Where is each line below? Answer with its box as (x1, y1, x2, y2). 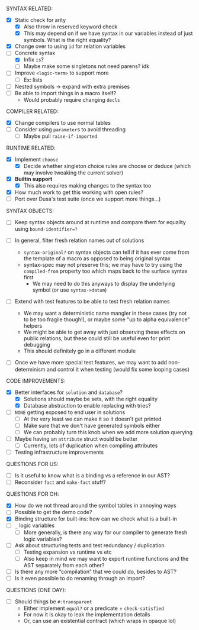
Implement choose (14, 156, 59, 163)
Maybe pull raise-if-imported (23, 133, 98, 140)
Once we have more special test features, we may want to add (14, 359, 168, 366)
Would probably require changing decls (23, 96, 120, 103)
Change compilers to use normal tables (14, 119, 111, 126)
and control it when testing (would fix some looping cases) (46, 366, 190, 373)
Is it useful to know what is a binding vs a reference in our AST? (14, 472, 171, 479)
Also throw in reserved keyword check (23, 23, 118, 30)
